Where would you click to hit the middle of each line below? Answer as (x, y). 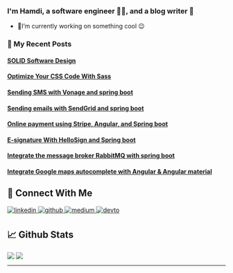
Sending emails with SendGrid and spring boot (76, 108)
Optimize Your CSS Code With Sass (59, 76)
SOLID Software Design (42, 60)
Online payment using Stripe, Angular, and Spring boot (88, 124)
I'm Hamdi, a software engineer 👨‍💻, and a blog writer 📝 (101, 11)
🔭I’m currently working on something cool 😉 (81, 26)
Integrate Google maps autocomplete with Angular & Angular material (110, 171)
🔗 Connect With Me (50, 193)
